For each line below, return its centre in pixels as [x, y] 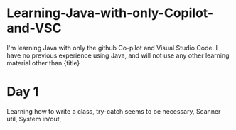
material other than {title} [43, 63]
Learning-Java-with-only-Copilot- [110, 13]
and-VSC [34, 28]
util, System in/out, [34, 119]
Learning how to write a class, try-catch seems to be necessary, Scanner [114, 111]
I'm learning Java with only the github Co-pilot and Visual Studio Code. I [112, 48]
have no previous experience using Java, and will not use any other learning [118, 55]
